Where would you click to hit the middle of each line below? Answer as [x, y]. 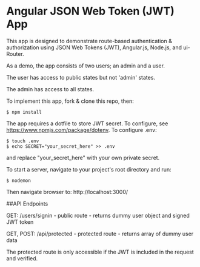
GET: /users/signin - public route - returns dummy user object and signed [98, 215]
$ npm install [24, 112]
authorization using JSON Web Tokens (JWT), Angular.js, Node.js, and [94, 47]
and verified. [22, 258]
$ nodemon [19, 181]
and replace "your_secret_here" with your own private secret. [83, 158]
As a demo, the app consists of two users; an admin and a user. [86, 66]
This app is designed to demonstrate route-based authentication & [89, 41]
